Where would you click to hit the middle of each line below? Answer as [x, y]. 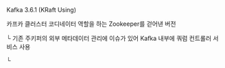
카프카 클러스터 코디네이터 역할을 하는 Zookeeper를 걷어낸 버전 [91, 24]
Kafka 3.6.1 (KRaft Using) [42, 10]
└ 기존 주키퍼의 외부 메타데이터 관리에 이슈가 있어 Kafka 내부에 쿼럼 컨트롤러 [109, 38]
